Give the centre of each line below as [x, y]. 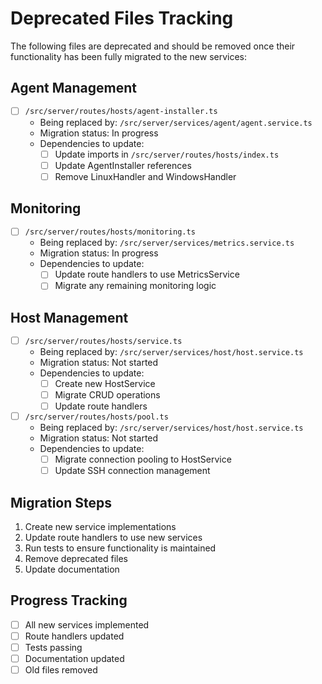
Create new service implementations [100, 526]
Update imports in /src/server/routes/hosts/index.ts [167, 154]
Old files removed [61, 670]
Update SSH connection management [132, 471]
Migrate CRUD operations [107, 395]
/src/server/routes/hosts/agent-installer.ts [121, 112]
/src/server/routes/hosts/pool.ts [96, 417]
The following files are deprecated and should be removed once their [153, 46]
